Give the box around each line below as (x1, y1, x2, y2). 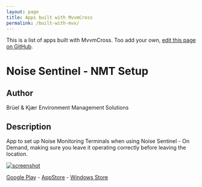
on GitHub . (6, 43, 33, 50)
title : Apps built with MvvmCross (6, 14, 93, 21)
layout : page (6, 8, 39, 15)
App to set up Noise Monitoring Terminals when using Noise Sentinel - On (6, 138, 190, 145)
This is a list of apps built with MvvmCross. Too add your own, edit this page (6, 37, 196, 44)
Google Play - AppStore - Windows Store (6, 174, 109, 181)
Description (6, 121, 51, 132)
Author (6, 88, 33, 98)
